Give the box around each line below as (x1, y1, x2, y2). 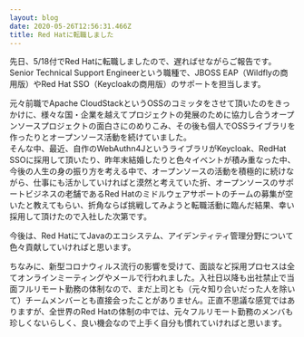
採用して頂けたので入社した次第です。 (9, 211, 152, 222)
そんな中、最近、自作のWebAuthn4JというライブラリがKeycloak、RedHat (9, 143, 287, 154)
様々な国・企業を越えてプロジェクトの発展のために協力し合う (40, 110, 271, 120)
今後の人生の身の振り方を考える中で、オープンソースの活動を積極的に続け (9, 166, 287, 177)
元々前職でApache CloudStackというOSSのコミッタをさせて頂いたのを (9, 98, 275, 109)
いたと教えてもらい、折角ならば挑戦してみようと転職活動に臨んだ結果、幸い (9, 200, 295, 211)
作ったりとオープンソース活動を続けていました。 (9, 132, 192, 143)
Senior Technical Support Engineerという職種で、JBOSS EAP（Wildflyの (9, 67, 280, 78)
